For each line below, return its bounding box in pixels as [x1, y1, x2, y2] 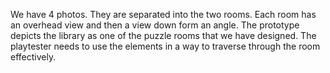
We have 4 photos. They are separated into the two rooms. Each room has [10, 9, 317, 20]
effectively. [10, 51, 57, 63]
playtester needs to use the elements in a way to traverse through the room [10, 40, 321, 52]
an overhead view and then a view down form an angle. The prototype [10, 19, 300, 31]
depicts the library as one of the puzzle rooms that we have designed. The [10, 30, 317, 41]
